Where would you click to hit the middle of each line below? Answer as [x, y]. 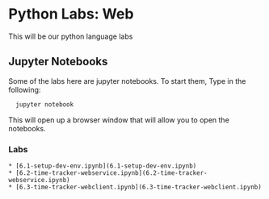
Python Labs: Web [71, 14]
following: [25, 89]
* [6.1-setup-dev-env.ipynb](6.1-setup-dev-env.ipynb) [103, 166]
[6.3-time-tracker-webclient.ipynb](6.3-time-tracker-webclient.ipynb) [139, 187]
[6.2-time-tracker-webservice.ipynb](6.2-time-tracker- [111, 173]
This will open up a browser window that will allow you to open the [119, 120]
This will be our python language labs [71, 36]
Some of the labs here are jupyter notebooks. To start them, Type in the [127, 81]
